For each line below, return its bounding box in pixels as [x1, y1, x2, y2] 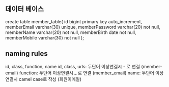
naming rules [5, 50, 48, 58]
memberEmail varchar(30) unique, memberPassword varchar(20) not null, [5, 24, 160, 30]
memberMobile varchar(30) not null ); [5, 34, 84, 40]
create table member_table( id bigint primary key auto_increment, [5, 18, 143, 24]
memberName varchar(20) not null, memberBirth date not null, [5, 29, 136, 35]
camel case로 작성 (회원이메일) [18, 76, 82, 82]
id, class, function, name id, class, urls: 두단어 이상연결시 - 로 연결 [5, 63, 140, 69]
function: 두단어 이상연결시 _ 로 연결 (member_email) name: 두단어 [19, 70, 154, 76]
